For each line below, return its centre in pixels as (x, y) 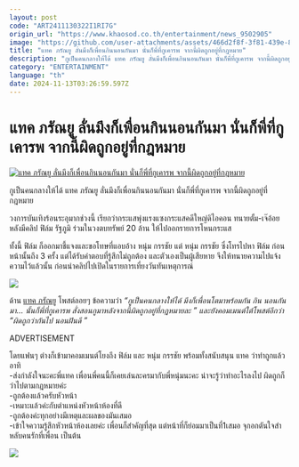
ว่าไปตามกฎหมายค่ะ (38, 385)
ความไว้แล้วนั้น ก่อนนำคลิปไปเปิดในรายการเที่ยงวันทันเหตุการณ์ (101, 266)
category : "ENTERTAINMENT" (59, 68)
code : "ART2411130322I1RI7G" (63, 26)
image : (21, 42)
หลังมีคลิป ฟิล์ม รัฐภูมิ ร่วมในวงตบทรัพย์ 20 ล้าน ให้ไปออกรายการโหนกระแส (121, 228)
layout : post (33, 17)
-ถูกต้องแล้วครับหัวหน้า (43, 395)
